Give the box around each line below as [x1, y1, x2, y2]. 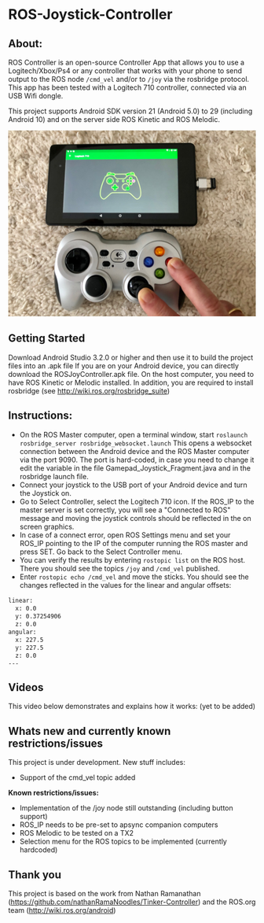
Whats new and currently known [8, 724, 171, 737]
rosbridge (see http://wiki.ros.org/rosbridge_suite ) [8, 386, 170, 395]
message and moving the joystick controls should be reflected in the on [19, 513, 251, 522]
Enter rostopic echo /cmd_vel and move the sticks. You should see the [19, 572, 249, 581]
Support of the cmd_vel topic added [19, 773, 136, 782]
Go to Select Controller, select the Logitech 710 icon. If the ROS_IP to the [19, 497, 255, 506]
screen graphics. [19, 522, 75, 531]
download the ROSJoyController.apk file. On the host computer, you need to [8, 369, 254, 378]
